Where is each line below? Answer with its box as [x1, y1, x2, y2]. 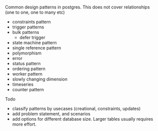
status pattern [12, 61, 41, 66]
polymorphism [12, 50, 42, 56]
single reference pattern [12, 45, 61, 51]
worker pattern [12, 71, 43, 77]
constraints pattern [12, 19, 51, 25]
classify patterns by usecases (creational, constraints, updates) [12, 105, 141, 111]
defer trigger [19, 34, 46, 40]
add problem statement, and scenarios [12, 111, 91, 117]
